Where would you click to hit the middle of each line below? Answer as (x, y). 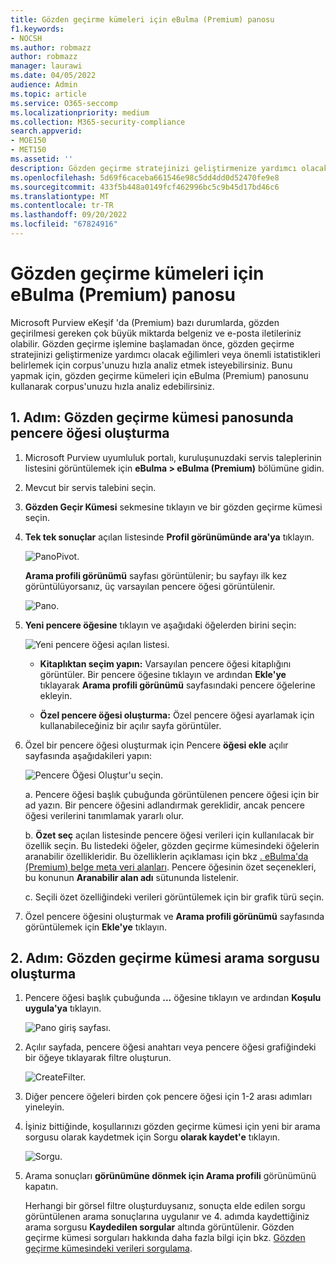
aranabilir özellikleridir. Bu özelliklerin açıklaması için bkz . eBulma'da (166, 856)
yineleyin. (44, 1107)
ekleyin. (56, 695)
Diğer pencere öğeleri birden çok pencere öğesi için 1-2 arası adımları (168, 1097)
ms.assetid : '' (42, 159)
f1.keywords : (37, 29)
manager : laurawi (46, 66)
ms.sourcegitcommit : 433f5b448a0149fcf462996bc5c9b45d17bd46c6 (145, 187)
